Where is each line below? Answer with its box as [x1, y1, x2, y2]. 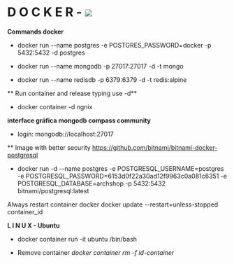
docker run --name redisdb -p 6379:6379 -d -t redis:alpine [17, 75, 187, 84]
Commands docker [7, 27, 64, 36]
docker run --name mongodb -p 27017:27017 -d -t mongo [17, 62, 184, 70]
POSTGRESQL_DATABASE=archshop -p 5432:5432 [17, 179, 166, 188]
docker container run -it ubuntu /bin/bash [17, 235, 138, 243]
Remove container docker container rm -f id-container [17, 248, 175, 256]
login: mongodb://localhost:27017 [17, 130, 114, 138]
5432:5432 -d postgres [17, 48, 85, 57]
